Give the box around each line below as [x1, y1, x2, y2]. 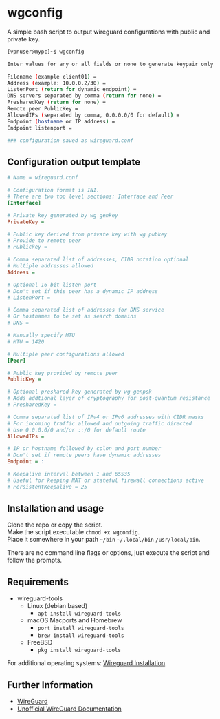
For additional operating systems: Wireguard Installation [7, 659, 166, 667]
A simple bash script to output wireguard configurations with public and [7, 28, 210, 36]
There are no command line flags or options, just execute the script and [7, 549, 210, 557]
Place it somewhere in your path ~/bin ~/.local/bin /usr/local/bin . [7, 536, 201, 544]
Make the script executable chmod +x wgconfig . [7, 528, 140, 536]
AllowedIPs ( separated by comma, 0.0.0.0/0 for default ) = [7, 112, 180, 119]
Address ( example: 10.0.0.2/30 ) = [7, 79, 107, 87]
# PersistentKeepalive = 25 [7, 483, 88, 490]
